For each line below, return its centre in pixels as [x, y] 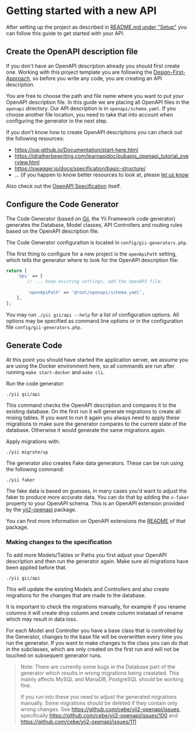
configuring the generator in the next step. [57, 121]
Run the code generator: [35, 383]
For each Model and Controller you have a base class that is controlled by [95, 630]
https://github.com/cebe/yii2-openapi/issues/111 [78, 722]
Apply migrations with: [33, 441]
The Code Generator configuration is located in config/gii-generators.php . [97, 242]
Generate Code [34, 346]
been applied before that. [36, 567]
